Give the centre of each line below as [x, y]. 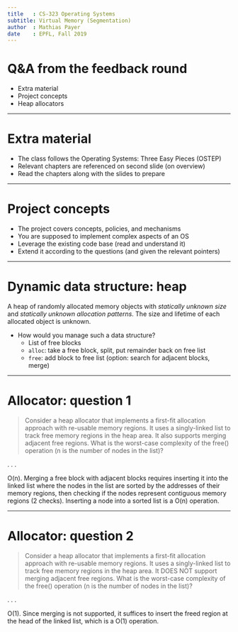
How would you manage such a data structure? [86, 335]
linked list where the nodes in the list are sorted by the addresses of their [114, 485]
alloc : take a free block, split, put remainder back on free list [117, 350]
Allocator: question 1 [69, 401]
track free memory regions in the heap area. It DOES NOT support [121, 571]
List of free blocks [55, 343]
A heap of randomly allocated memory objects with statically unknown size [117, 306]
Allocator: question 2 [70, 536]
